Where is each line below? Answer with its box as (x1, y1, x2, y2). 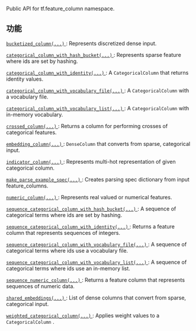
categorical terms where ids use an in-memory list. (6, 265, 130, 272)
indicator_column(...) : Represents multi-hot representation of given (6, 158, 176, 165)
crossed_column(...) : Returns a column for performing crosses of (6, 122, 168, 129)
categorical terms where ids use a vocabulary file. (6, 247, 128, 254)
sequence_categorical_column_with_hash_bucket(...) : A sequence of (6, 205, 176, 212)
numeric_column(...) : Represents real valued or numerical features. (6, 193, 172, 200)
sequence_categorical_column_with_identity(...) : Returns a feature (6, 222, 175, 230)
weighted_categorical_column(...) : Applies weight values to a (6, 311, 160, 319)
